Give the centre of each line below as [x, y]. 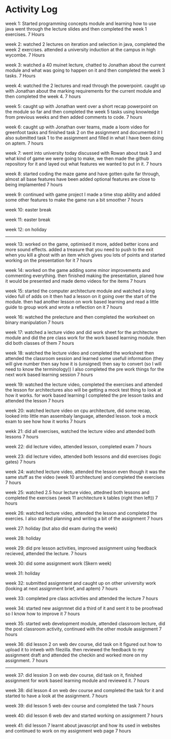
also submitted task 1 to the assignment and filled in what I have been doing [84, 138]
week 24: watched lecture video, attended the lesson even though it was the [85, 472]
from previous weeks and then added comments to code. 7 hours [74, 117]
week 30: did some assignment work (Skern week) [59, 563]
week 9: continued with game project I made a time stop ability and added [83, 194]
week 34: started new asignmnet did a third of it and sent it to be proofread [84, 608]
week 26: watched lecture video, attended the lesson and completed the [81, 513]
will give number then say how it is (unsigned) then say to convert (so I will [83, 364]
